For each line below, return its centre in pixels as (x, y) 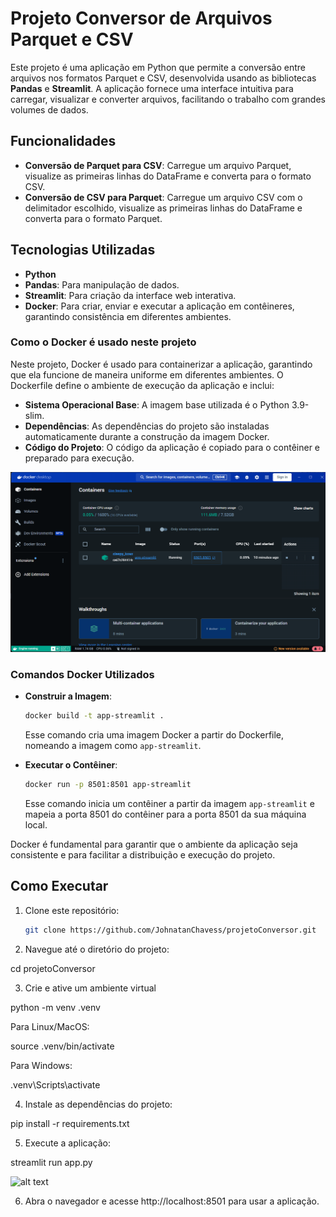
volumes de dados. (49, 109)
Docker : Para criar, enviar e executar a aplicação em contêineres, (159, 306)
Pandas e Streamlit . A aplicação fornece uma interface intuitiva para (152, 88)
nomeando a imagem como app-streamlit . (113, 745)
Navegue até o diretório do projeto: (97, 949)
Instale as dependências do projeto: (98, 1104)
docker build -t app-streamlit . (94, 716)
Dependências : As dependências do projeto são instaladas (147, 426)
